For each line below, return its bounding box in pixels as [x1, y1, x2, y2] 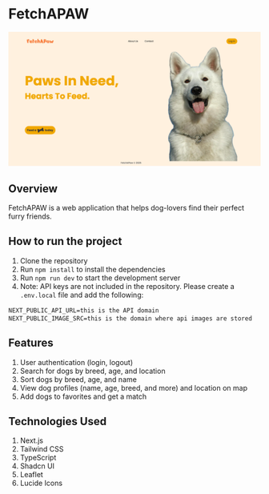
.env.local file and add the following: [19, 290, 144, 299]
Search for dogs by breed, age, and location [19, 366, 166, 376]
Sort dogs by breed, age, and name [19, 374, 138, 384]
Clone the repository [19, 255, 88, 265]
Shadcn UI [19, 461, 54, 471]
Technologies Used [8, 415, 106, 428]
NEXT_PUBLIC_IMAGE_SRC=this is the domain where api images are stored [8, 314, 252, 323]
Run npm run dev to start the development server [19, 273, 181, 283]
